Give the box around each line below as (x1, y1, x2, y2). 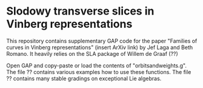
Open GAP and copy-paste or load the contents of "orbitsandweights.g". (6, 62, 187, 69)
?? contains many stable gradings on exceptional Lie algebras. (6, 75, 162, 82)
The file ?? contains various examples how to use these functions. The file (6, 68, 191, 75)
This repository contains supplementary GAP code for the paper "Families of (6, 37, 198, 44)
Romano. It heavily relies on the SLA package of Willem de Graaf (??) (6, 50, 179, 57)
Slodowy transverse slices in (6, 4, 155, 18)
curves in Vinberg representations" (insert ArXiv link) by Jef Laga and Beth (6, 44, 193, 51)
